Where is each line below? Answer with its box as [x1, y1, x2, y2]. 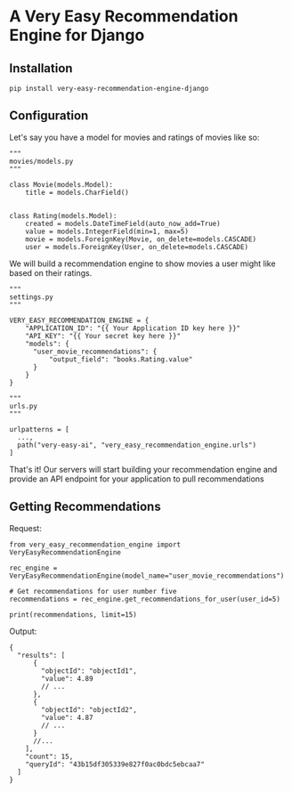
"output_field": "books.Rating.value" [48, 354, 193, 364]
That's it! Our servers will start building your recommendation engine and [9, 464, 278, 474]
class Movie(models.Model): [9, 180, 114, 189]
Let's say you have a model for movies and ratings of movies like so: [9, 132, 260, 142]
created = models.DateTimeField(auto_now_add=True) [25, 219, 221, 228]
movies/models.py [9, 157, 74, 166]
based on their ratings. [9, 267, 93, 278]
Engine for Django [9, 25, 145, 45]
